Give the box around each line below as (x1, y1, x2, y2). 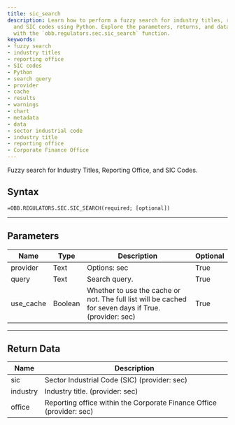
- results (7, 95, 36, 102)
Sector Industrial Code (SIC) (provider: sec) (44, 375, 187, 385)
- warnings (7, 101, 39, 108)
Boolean (52, 298, 80, 308)
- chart (7, 108, 30, 115)
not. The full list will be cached (87, 294, 187, 304)
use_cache (10, 298, 47, 308)
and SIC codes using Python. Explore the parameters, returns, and (13, 23, 215, 30)
